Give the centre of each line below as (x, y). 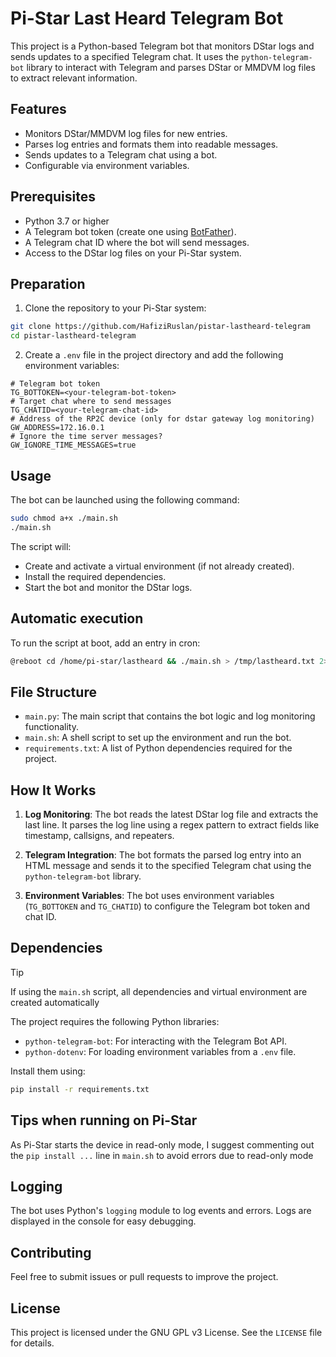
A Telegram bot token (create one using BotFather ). (130, 231)
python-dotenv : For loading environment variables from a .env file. (160, 1051)
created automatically (55, 1002)
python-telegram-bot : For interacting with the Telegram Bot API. (155, 1041)
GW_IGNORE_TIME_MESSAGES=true (73, 445)
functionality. (51, 727)
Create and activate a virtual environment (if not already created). (159, 566)
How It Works (53, 790)
